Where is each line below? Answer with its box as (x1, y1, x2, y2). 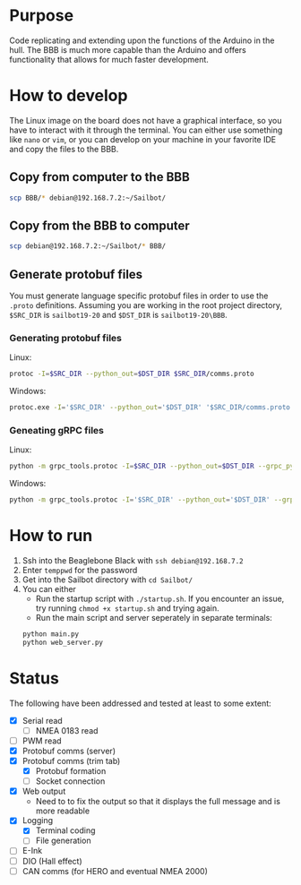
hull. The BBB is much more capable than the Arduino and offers (9, 44, 246, 55)
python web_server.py (21, 638, 103, 647)
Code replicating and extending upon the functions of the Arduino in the (9, 35, 275, 46)
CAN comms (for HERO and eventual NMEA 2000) (21, 865, 209, 876)
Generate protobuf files (9, 266, 143, 282)
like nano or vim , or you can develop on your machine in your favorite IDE (9, 133, 276, 144)
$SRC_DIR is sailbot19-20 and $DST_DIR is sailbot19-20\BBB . (9, 310, 228, 321)
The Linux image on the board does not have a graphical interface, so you (9, 115, 282, 125)
